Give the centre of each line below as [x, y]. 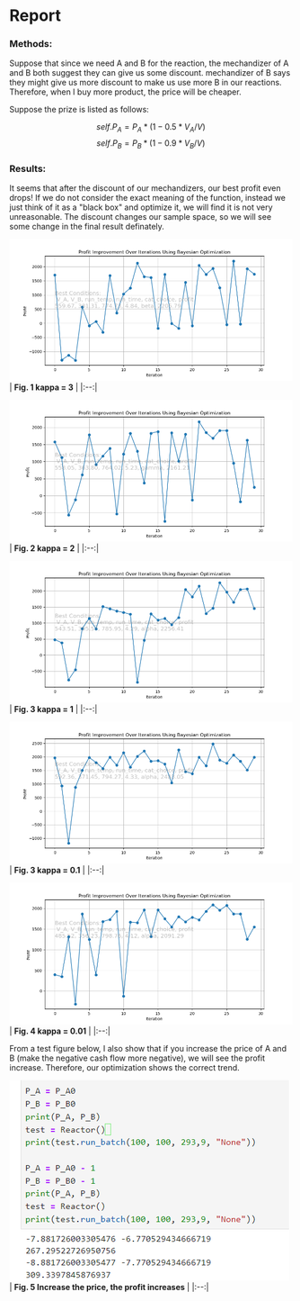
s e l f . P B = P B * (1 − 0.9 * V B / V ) [151, 145]
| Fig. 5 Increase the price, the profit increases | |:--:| [109, 1287]
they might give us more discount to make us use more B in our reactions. [146, 83]
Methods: [31, 44]
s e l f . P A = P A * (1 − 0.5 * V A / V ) [150, 128]
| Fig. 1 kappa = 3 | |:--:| [53, 387]
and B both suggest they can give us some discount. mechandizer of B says [150, 73]
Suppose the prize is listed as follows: [79, 110]
